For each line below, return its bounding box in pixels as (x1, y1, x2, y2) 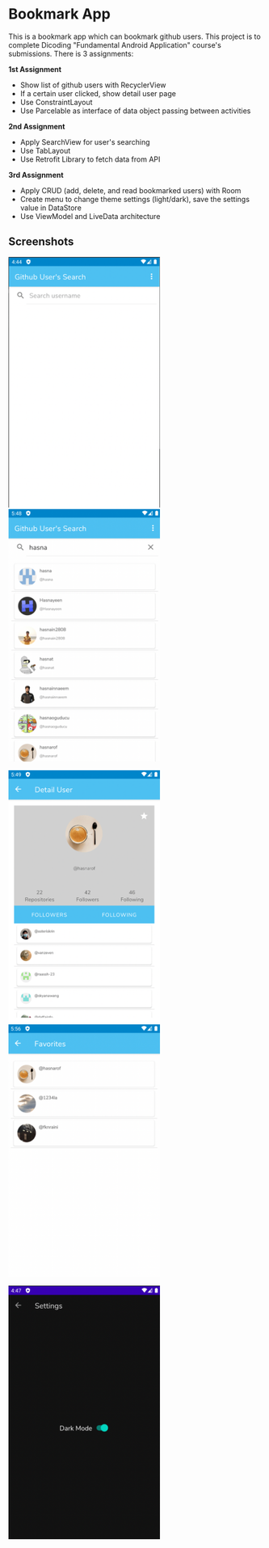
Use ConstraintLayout (19, 97, 93, 107)
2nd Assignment (8, 121, 65, 131)
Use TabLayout (19, 146, 71, 155)
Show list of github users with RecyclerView (19, 80, 167, 90)
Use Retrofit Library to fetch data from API (19, 154, 161, 164)
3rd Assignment (8, 170, 64, 179)
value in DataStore (19, 203, 82, 213)
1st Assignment (8, 64, 62, 74)
